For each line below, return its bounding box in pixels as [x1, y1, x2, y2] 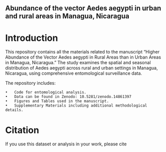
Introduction [5, 32, 58, 43]
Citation [5, 124, 39, 136]
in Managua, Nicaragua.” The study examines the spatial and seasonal [5, 60, 151, 66]
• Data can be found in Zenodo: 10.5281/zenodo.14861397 [5, 94, 132, 99]
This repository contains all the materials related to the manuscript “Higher [5, 49, 160, 55]
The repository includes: [5, 80, 56, 86]
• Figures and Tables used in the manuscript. [5, 98, 109, 104]
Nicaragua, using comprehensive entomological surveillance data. [5, 70, 142, 76]
